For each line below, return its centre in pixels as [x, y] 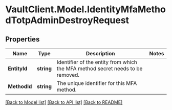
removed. [68, 75]
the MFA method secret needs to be [100, 69]
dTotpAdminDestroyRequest [67, 20]
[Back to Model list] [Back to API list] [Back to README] [64, 102]
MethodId [20, 86]
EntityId [18, 69]
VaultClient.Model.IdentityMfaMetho [86, 9]
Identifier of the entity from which [97, 62]
